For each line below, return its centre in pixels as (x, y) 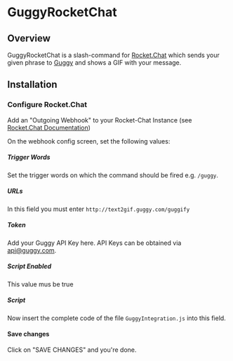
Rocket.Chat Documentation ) (49, 127)
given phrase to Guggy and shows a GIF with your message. (94, 63)
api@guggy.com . (32, 250)
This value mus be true (40, 284)
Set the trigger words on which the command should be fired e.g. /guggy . (113, 175)
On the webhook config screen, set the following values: (89, 141)
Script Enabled (29, 266)
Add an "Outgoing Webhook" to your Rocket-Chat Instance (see (100, 120)
